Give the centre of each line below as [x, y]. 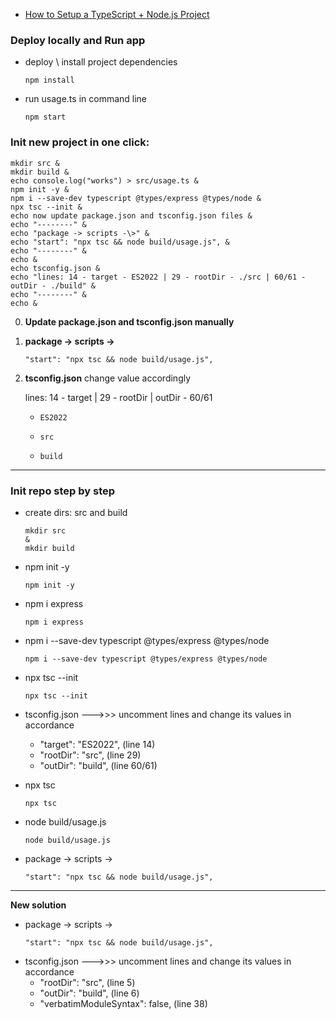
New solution [38, 905]
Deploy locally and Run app [78, 40]
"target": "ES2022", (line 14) [97, 744]
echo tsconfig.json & [55, 268]
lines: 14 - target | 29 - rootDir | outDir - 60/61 [118, 397]
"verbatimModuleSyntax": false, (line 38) [123, 1003]
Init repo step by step [63, 491]
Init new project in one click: [80, 142]
